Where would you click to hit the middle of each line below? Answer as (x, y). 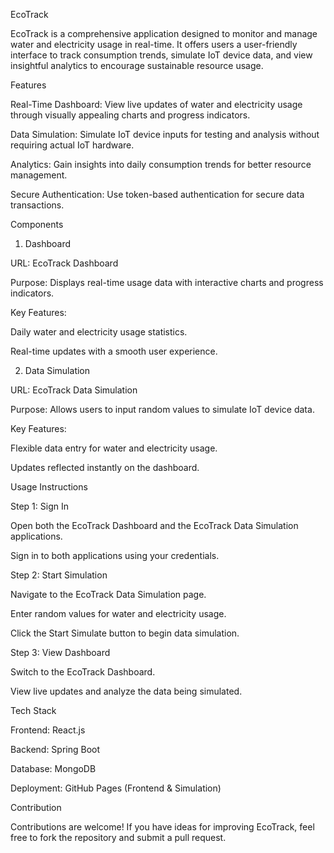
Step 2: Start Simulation (59, 575)
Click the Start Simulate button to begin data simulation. (125, 633)
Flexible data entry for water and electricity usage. (114, 448)
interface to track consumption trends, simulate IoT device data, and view (161, 55)
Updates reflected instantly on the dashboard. (105, 467)
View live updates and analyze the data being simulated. (126, 691)
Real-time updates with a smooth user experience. (114, 351)
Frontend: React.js (48, 730)
